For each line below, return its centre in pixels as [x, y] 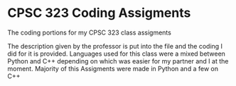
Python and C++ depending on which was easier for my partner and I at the [118, 61]
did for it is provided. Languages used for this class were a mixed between [117, 54]
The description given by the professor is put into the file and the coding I [115, 46]
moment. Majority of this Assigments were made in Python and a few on [113, 68]
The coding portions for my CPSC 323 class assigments [90, 32]
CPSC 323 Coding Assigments [99, 13]
